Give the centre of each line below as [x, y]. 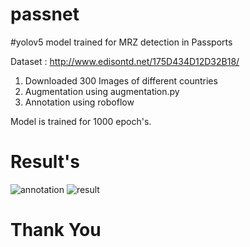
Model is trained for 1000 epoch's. [81, 121]
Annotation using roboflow [79, 102]
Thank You [56, 230]
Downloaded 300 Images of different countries [121, 80]
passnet [45, 14]
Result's [45, 162]
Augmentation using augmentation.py [102, 91]
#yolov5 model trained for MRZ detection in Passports [121, 42]
